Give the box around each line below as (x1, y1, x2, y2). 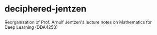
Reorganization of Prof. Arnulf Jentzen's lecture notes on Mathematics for (4, 19, 152, 25)
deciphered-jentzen (4, 3, 87, 14)
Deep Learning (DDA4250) (4, 24, 58, 30)
